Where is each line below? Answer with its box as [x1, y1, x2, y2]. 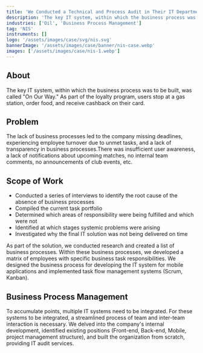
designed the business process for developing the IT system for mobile [6, 261, 184, 269]
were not [14, 218, 37, 225]
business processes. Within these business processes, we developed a [6, 249, 184, 256]
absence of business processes [14, 199, 95, 206]
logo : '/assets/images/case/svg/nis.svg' [6, 37, 112, 43]
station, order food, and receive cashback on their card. [6, 99, 145, 106]
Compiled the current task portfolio [14, 205, 103, 212]
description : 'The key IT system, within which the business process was [6, 14, 196, 21]
